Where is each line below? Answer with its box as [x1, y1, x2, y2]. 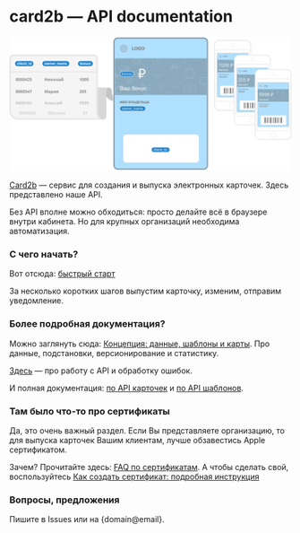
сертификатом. [9, 444, 67, 455]
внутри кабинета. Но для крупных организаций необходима [9, 216, 240, 227]
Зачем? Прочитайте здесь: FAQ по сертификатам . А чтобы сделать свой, [9, 462, 289, 473]
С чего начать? [9, 249, 79, 261]
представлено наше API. [9, 189, 103, 200]
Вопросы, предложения [9, 494, 120, 506]
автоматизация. [9, 226, 70, 237]
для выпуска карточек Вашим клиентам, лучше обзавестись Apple [9, 435, 266, 446]
